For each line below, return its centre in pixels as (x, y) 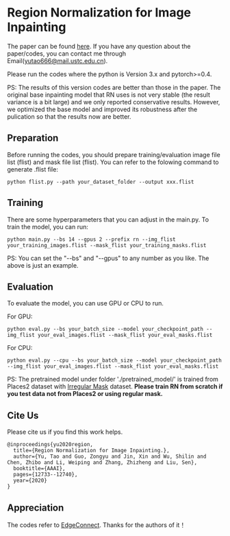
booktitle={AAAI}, (40, 469)
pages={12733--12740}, (46, 475)
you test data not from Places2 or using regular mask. (85, 394)
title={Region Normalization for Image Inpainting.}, (91, 451)
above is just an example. (43, 265)
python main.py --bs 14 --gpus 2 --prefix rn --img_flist (91, 239)
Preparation (33, 138)
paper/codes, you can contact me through (67, 54)
